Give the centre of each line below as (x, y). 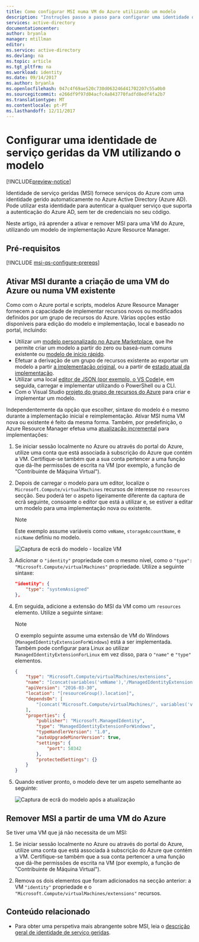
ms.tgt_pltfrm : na (29, 67)
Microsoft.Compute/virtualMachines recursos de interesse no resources (102, 489)
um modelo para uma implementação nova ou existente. (83, 508)
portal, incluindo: (27, 330)
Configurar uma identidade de (81, 140)
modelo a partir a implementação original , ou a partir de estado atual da (102, 366)
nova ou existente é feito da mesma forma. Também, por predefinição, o (94, 422)
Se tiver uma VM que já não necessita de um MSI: (67, 832)
